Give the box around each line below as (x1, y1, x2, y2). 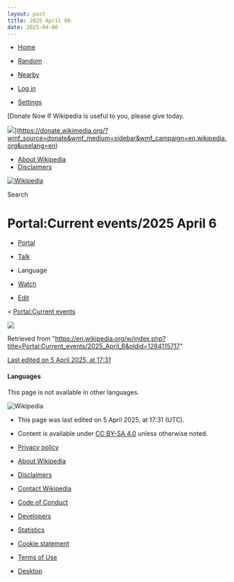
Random (17, 57, 42, 65)
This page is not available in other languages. (7, 388, 139, 396)
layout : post (7, 10, 46, 18)
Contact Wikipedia (17, 484, 72, 493)
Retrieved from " (7, 334, 55, 343)
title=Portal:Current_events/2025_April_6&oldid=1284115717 (7, 342, 180, 351)
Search (7, 190, 28, 199)
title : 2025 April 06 (7, 17, 71, 24)
